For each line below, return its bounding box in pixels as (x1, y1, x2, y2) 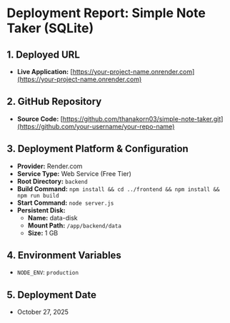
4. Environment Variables (6, 250, 122, 262)
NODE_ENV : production (16, 268, 79, 277)
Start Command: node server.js (16, 198, 114, 207)
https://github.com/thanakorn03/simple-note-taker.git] (62, 114, 224, 123)
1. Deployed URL (6, 48, 80, 61)
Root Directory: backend (16, 177, 88, 185)
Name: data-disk (27, 213, 78, 222)
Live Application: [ (16, 68, 73, 76)
